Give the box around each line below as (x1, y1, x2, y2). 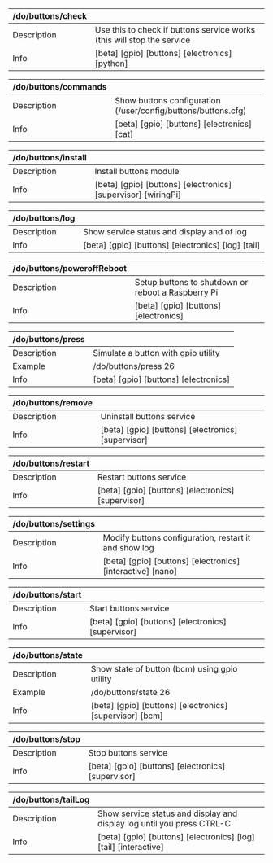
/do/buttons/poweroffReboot (12, 263, 128, 274)
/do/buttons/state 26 (90, 687, 171, 698)
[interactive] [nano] (102, 566, 177, 576)
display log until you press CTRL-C (97, 818, 232, 829)
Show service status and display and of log (82, 226, 248, 237)
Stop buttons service (88, 747, 168, 758)
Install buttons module (94, 166, 180, 177)
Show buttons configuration (115, 95, 221, 106)
